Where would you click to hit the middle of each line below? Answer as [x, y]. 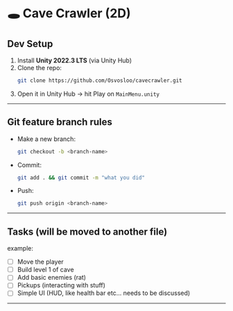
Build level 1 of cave [45, 270]
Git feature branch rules [60, 122]
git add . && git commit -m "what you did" [81, 178]
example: [20, 249]
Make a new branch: [46, 139]
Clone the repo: [40, 68]
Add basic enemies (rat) [52, 278]
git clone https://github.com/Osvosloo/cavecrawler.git [100, 81]
